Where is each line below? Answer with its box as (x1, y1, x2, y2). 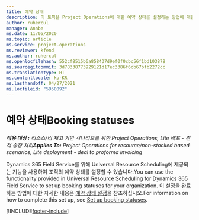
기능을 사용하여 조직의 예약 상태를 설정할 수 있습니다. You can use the (12, 168, 174, 175)
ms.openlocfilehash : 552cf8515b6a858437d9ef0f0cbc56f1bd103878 (6, 58, 166, 64)
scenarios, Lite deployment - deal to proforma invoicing (6, 148, 142, 155)
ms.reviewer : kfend (6, 48, 54, 54)
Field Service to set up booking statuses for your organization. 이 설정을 (6, 182, 181, 189)
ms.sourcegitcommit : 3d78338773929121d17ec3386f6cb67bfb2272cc (6, 64, 166, 70)
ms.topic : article (6, 36, 52, 42)
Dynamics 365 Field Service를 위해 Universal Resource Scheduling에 (6, 161, 173, 168)
